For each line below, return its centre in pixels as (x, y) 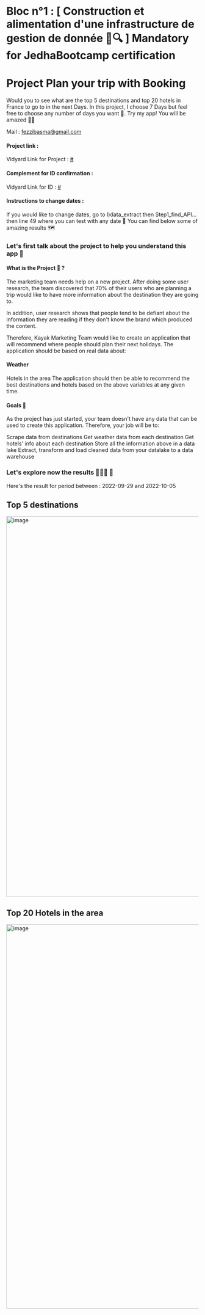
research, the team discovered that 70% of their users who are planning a (99, 288)
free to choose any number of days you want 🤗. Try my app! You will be (96, 114)
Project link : (23, 145)
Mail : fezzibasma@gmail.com (44, 132)
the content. (22, 326)
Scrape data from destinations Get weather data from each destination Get (100, 437)
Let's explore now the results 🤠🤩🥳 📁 (60, 473)
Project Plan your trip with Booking (96, 83)
